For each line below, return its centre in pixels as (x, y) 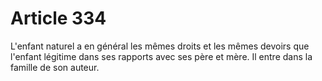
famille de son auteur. (55, 67)
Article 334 (58, 18)
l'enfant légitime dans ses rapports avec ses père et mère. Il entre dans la (161, 56)
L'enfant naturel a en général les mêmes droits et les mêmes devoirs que (160, 46)
